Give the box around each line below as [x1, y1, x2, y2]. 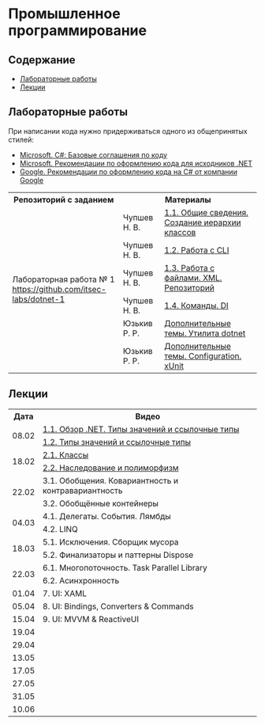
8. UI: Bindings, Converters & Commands [42, 601, 194, 612]
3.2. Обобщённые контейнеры [42, 498, 159, 509]
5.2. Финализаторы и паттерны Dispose [42, 549, 194, 560]
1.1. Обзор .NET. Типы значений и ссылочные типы [42, 423, 240, 435]
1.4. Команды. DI [164, 300, 229, 311]
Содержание [8, 53, 77, 66]
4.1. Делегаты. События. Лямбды [42, 511, 171, 522]
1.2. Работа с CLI [164, 245, 230, 256]
